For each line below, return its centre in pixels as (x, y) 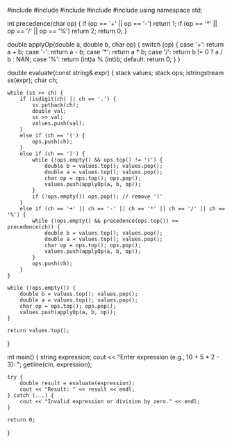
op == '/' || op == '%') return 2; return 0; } (67, 31)
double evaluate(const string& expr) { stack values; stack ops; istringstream (116, 73)
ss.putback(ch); (56, 105)
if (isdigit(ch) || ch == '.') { (68, 99)
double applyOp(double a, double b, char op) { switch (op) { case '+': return (116, 44)
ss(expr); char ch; (33, 80)
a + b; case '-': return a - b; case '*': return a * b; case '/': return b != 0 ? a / (115, 52)
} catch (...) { (31, 396)
